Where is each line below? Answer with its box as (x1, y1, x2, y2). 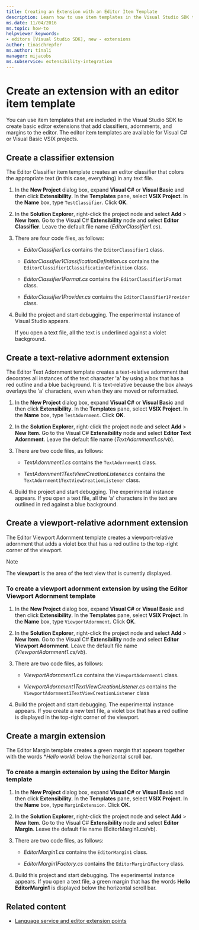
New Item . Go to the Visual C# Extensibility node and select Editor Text (14, 430, 191, 437)
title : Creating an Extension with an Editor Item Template (6, 8, 158, 15)
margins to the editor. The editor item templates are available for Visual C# (6, 129, 188, 136)
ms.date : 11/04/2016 (6, 20, 57, 26)
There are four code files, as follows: (14, 234, 105, 242)
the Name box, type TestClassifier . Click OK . (14, 199, 129, 206)
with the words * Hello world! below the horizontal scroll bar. (6, 753, 152, 760)
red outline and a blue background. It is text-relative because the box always (6, 381, 193, 389)
